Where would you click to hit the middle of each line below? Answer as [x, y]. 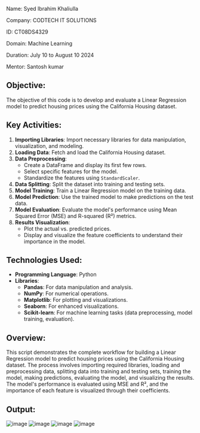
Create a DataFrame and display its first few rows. [85, 165]
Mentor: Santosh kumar [35, 66]
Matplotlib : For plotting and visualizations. [76, 300]
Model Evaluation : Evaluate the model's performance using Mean [96, 210]
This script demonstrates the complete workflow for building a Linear [91, 352]
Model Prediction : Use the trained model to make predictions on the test [104, 196]
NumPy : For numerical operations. [66, 293]
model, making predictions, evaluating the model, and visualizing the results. [100, 378]
